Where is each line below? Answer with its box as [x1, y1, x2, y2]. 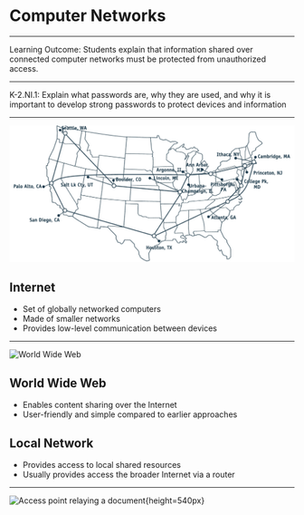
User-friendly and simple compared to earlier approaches [22, 409, 238, 420]
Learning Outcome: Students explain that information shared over [9, 44, 253, 54]
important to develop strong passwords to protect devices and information [9, 99, 287, 110]
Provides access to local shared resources [22, 460, 181, 471]
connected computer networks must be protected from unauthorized [9, 53, 267, 64]
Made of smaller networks [22, 314, 120, 325]
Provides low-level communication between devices [22, 323, 217, 334]
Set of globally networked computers [22, 304, 161, 315]
